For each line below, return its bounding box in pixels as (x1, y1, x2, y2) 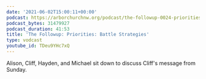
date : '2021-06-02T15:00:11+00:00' (6, 9, 97, 15)
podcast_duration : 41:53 (6, 26, 70, 32)
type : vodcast (6, 37, 43, 43)
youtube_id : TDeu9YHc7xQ (6, 43, 70, 49)
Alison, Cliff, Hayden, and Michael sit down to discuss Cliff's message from (6, 59, 196, 67)
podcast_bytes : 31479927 (6, 20, 70, 26)
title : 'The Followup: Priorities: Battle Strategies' (6, 32, 150, 38)
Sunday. (6, 66, 28, 73)
